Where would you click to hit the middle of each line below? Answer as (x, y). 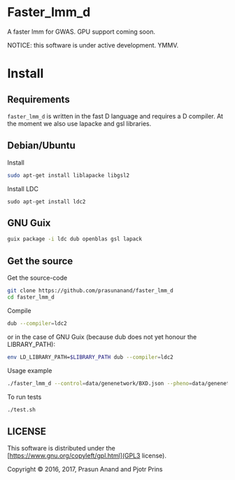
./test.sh (22, 410)
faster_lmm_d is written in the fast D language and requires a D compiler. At (115, 116)
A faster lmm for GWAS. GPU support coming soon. (81, 32)
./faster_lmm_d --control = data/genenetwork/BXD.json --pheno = (100, 383)
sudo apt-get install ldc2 (47, 201)
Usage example (30, 370)
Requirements (38, 99)
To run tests (24, 397)
